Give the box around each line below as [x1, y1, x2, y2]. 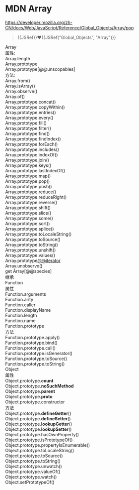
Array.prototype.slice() [5, 210, 52, 216]
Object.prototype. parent [5, 388, 56, 394]
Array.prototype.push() [5, 183, 52, 189]
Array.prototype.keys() [5, 162, 52, 168]
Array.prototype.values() [5, 252, 56, 258]
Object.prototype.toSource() [5, 453, 63, 459]
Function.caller [5, 302, 36, 308]
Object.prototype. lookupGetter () [5, 421, 72, 427]
